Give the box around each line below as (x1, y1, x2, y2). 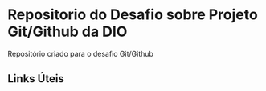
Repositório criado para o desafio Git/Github (7, 49, 154, 58)
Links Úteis (7, 72, 65, 85)
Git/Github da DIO (7, 22, 128, 41)
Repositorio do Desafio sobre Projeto (7, 6, 258, 24)
